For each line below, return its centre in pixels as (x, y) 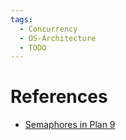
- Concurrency (48, 29)
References (59, 97)
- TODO (33, 47)
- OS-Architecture (58, 38)
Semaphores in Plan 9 (70, 125)
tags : (21, 19)
